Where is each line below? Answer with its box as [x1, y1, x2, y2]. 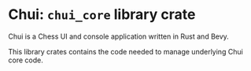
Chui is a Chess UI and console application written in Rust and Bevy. [8, 32, 230, 41]
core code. [8, 55, 43, 65]
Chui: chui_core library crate [8, 6, 196, 24]
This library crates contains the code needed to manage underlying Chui [8, 47, 244, 56]
